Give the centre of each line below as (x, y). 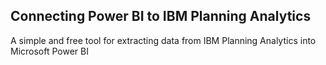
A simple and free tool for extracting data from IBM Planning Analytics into (163, 40)
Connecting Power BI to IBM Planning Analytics (161, 16)
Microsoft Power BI (49, 51)
